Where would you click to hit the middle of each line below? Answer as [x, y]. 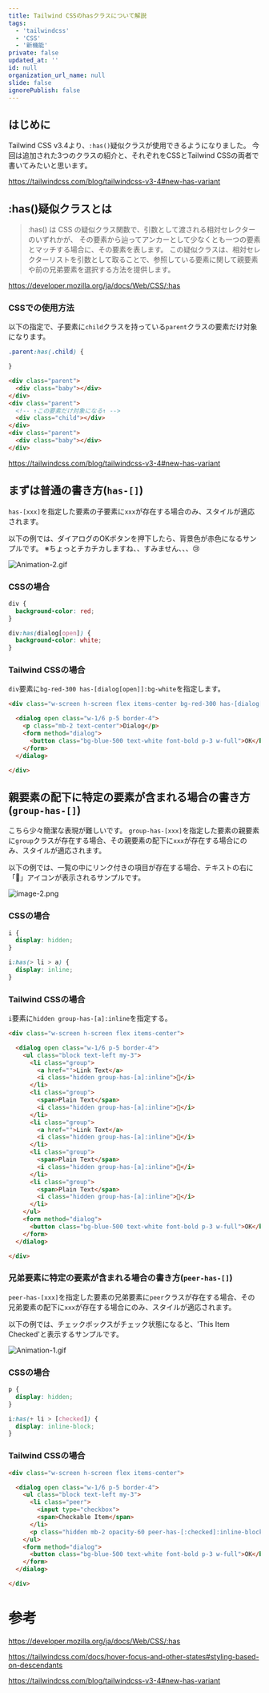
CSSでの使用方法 [41, 308]
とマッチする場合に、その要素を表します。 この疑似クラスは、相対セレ [144, 250]
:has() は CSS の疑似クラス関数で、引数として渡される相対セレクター [142, 230]
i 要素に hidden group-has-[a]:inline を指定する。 [90, 1018]
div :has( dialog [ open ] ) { [50, 633]
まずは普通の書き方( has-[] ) [76, 491]
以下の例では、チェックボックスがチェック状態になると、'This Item [119, 1324]
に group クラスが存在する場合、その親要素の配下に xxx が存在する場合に [124, 840]
